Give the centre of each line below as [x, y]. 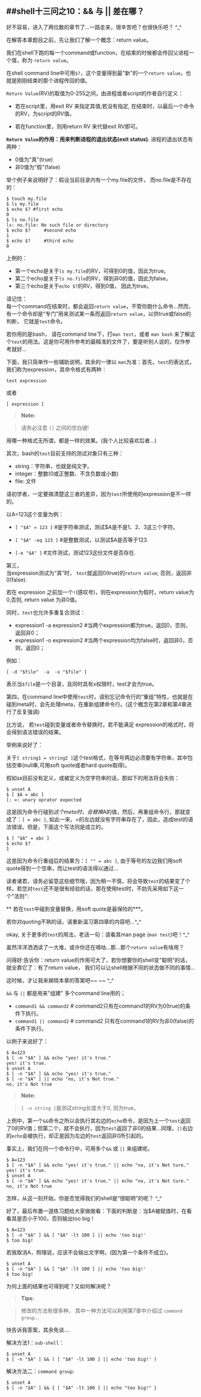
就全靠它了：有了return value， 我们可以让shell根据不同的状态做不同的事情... [101, 967]
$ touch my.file [26, 199]
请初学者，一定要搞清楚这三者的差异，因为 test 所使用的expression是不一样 [99, 494]
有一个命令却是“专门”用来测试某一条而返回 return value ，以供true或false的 [99, 314]
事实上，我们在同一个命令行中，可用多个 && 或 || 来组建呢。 [79, 1148]
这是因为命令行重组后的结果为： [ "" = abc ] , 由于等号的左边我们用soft [94, 861]
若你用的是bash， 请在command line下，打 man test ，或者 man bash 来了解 [98, 334]
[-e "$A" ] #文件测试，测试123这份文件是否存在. [75, 553]
